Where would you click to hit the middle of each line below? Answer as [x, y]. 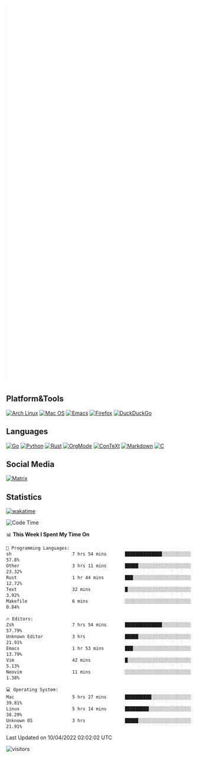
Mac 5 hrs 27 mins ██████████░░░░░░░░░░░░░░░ [99, 697]
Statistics [24, 497]
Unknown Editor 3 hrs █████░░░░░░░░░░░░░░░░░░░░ [99, 637]
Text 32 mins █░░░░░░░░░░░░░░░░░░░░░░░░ [99, 590]
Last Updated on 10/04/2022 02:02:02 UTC [59, 738]
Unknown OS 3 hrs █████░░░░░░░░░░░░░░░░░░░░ [99, 721]
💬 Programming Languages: [38, 548]
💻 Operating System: [32, 690]
